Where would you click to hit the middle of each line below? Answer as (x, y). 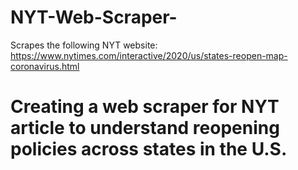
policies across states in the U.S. (149, 149)
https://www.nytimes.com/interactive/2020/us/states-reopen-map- (149, 55)
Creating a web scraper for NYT (145, 107)
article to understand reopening (145, 128)
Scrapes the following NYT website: (84, 45)
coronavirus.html (45, 66)
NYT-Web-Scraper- (94, 17)
